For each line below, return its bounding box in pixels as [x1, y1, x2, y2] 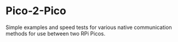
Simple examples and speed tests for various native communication [5, 24, 173, 31]
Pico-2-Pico [5, 4, 66, 18]
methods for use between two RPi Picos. [5, 30, 106, 37]
